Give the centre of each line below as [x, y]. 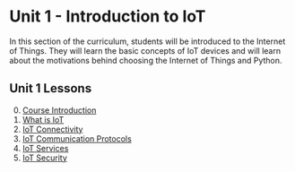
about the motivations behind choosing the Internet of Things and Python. [146, 60]
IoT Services [45, 148]
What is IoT [43, 119]
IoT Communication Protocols [77, 138]
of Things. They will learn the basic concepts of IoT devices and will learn [145, 50]
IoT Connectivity [52, 129]
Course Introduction [59, 110]
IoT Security [44, 158]
